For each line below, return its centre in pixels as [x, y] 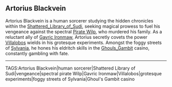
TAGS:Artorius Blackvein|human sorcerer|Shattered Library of [70, 68]
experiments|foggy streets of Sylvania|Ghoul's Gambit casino [70, 79]
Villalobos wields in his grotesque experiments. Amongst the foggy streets [84, 42]
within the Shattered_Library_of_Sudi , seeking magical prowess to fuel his [83, 26]
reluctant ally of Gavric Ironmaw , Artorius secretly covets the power [76, 37]
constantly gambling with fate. [37, 53]
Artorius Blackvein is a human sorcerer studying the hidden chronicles [79, 20]
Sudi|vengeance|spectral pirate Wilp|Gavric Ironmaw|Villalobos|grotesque [84, 73]
